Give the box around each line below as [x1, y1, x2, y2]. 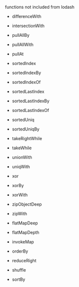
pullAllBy [12, 32, 30, 38]
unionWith [12, 155, 32, 160]
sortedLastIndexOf [12, 108, 49, 113]
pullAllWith [12, 42, 34, 48]
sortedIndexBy [12, 70, 41, 76]
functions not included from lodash [5, 4, 75, 10]
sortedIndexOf [12, 80, 41, 85]
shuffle [12, 267, 26, 273]
